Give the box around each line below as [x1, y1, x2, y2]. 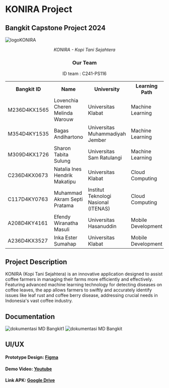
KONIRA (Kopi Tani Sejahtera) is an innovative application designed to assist [5, 271, 163, 277]
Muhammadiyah [88, 130, 126, 137]
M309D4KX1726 [8, 151, 49, 158]
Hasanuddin [88, 223, 117, 230]
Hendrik [53, 172, 73, 179]
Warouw [53, 116, 74, 123]
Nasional [88, 199, 109, 206]
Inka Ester [53, 234, 77, 241]
